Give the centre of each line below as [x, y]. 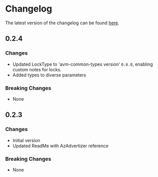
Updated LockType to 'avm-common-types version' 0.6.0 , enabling [83, 64]
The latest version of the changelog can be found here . [62, 23]
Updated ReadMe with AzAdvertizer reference [60, 146]
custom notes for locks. [37, 69]
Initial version [26, 140]
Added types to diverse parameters [49, 75]
